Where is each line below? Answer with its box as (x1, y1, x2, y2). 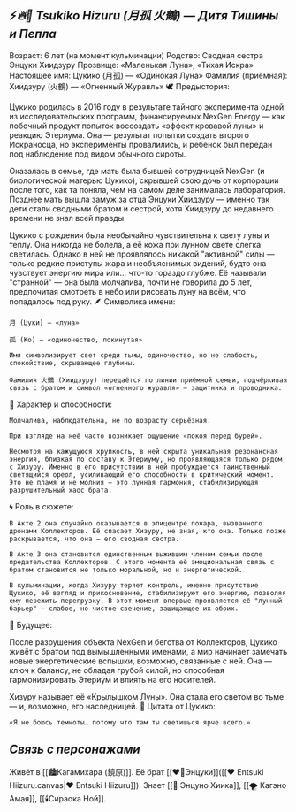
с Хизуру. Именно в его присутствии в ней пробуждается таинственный (9, 463, 271, 471)
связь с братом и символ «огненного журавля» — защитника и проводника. (9, 383, 283, 392)
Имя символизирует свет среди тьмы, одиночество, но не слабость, (9, 350, 259, 360)
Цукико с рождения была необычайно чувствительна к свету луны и (9, 229, 269, 241)
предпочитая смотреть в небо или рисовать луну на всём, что (9, 286, 246, 296)
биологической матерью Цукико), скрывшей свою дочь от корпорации (9, 175, 279, 186)
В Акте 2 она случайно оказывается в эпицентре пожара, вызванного (9, 518, 263, 528)
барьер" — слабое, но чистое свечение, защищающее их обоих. (9, 604, 239, 613)
